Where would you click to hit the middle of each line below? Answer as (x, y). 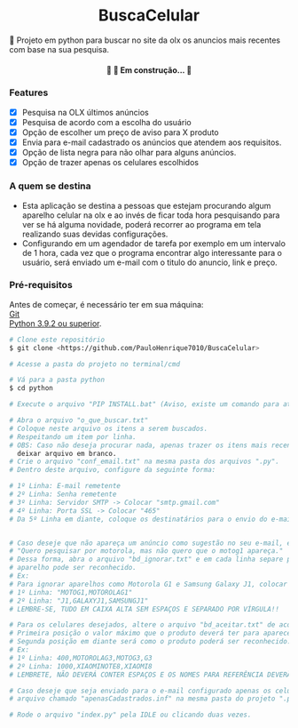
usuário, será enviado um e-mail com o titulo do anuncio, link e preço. (149, 262)
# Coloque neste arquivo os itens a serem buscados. (109, 428)
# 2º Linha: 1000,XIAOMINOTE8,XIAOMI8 (81, 666)
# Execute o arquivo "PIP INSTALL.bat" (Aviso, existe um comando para (144, 404)
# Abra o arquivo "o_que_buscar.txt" (79, 420)
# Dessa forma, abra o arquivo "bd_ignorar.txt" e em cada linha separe (146, 560)
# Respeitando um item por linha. (73, 436)
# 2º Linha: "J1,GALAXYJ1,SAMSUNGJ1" (79, 601)
